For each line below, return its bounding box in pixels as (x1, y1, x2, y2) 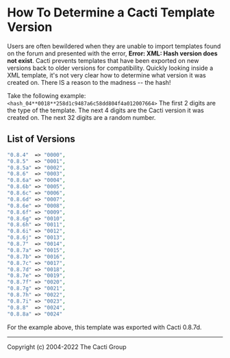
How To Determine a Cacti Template (7, 5, 216, 21)
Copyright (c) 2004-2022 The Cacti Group (7, 342, 127, 350)
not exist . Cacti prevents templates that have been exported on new (7, 56, 199, 64)
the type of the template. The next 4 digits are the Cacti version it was (7, 106, 204, 114)
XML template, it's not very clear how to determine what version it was (7, 71, 207, 79)
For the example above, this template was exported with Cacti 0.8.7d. (7, 323, 202, 331)
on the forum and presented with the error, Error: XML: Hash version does (7, 49, 218, 57)
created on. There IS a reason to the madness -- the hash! (7, 78, 171, 86)
